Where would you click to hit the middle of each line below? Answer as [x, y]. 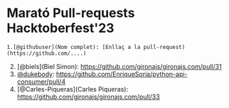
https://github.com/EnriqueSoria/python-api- [122, 74]
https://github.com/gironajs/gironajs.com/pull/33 [89, 97]
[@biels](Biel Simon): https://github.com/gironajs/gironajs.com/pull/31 [119, 66]
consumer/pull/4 [41, 81]
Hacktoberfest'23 [60, 28]
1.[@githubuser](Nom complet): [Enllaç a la [74, 47]
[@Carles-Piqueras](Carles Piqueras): [73, 89]
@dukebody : [36, 74]
